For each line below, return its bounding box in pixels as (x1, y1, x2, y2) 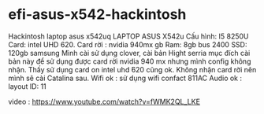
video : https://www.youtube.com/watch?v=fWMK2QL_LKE (8, 97, 201, 106)
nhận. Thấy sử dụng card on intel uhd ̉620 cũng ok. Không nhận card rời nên (8, 64, 257, 74)
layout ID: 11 (8, 81, 47, 91)
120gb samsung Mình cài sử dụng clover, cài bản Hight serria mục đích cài (8, 48, 251, 57)
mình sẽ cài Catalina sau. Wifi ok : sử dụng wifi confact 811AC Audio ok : (8, 73, 243, 83)
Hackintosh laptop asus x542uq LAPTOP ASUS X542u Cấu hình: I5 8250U (8, 31, 250, 41)
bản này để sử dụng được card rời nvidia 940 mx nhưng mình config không (8, 57, 251, 66)
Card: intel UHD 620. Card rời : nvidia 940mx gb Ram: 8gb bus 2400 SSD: (8, 39, 247, 49)
